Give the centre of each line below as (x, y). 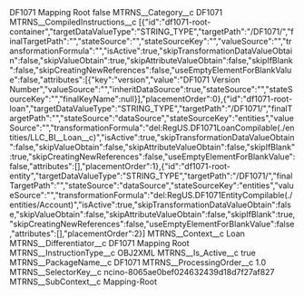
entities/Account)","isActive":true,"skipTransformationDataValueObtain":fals (151, 205)
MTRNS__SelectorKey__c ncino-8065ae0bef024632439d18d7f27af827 (142, 272)
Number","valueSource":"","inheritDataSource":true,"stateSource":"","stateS (151, 89)
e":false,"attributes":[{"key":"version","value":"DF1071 (110, 80)
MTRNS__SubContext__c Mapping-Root (83, 282)
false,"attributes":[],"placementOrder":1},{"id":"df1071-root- (120, 166)
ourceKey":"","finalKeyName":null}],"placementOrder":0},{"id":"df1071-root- (151, 99)
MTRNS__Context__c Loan (196, 234)
